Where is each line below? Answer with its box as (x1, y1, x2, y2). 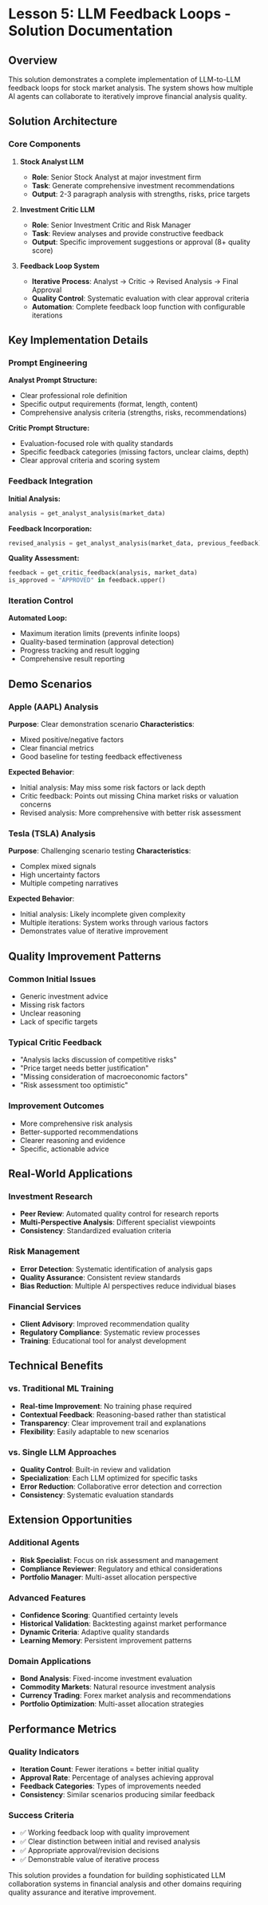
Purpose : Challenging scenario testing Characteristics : (8, 846, 191, 856)
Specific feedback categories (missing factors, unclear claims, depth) (19, 448, 249, 457)
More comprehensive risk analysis (19, 1118, 133, 1128)
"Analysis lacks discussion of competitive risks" (19, 1055, 177, 1065)
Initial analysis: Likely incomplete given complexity (19, 909, 186, 919)
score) (31, 245, 53, 255)
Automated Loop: (8, 613, 68, 623)
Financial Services (8, 1301, 81, 1312)
